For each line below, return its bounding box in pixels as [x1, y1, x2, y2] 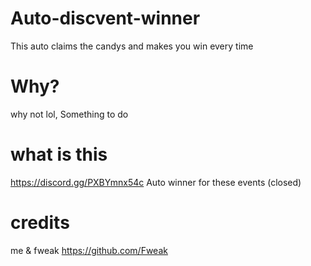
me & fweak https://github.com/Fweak [10, 244, 168, 256]
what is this [10, 143, 108, 166]
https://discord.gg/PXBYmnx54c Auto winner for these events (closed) [10, 176, 302, 188]
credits [10, 212, 70, 234]
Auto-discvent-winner [10, 7, 201, 30]
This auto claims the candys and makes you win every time [10, 40, 254, 52]
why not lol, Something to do [10, 108, 129, 120]
